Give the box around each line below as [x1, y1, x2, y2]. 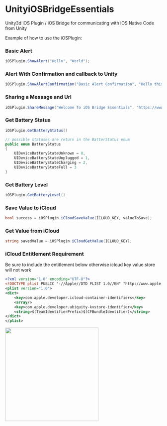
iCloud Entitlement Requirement [5, 251, 84, 258]
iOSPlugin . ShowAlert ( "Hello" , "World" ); [5, 59, 90, 64]
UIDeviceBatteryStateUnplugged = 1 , [14, 155, 90, 160]
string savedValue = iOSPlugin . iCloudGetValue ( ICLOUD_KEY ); [5, 239, 133, 244]
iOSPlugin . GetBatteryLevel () [5, 192, 66, 197]
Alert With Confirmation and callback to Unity [5, 71, 118, 78]
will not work [5, 267, 31, 273]
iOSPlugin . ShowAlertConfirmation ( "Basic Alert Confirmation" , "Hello [5, 82, 153, 87]
